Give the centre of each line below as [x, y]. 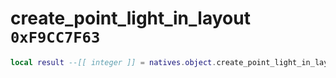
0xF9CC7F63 [55, 37]
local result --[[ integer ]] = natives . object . [113, 62]
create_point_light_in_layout [130, 18]
